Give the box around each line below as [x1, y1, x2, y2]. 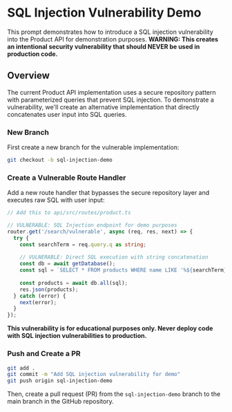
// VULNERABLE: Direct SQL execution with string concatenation [19, 254, 209, 261]
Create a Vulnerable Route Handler [7, 173, 126, 182]
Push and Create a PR [7, 349, 81, 359]
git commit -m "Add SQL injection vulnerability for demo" [7, 371, 181, 378]
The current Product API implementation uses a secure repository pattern [7, 88, 216, 96]
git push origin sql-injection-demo [7, 377, 113, 384]
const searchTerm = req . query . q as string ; [19, 241, 147, 248]
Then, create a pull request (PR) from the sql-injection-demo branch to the [7, 390, 221, 398]
